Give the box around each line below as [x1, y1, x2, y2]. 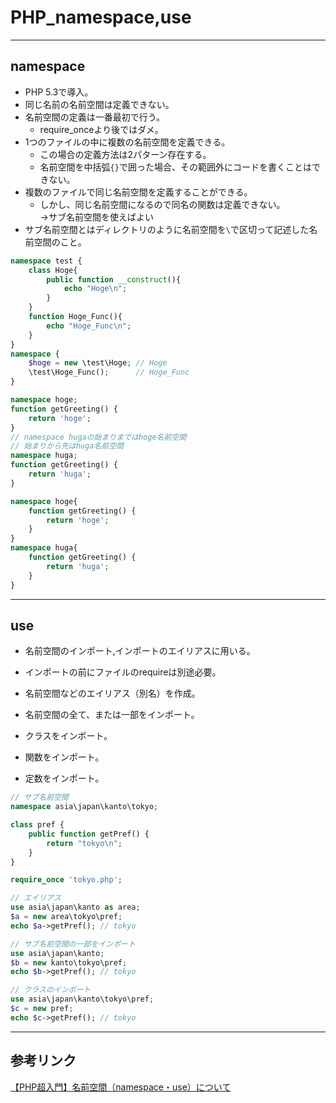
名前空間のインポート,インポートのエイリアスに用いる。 [24, 645, 256, 657]
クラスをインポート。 [24, 730, 113, 742]
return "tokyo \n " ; [46, 838, 123, 848]
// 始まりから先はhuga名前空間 [10, 441, 124, 451]
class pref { [10, 820, 65, 830]
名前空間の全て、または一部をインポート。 [24, 709, 200, 721]
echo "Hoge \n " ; [63, 284, 128, 294]
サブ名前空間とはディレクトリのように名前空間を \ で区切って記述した [24, 223, 310, 235]
